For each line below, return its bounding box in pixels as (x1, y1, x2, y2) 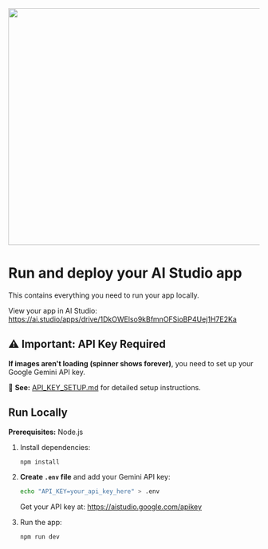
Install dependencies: (19, 442, 91, 452)
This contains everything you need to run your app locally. (8, 290, 199, 300)
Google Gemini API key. (8, 367, 86, 377)
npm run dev (19, 533, 60, 541)
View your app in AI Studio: (8, 306, 97, 315)
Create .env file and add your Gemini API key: (19, 472, 171, 482)
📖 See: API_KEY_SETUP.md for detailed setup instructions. (8, 382, 201, 392)
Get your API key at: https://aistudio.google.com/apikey (19, 502, 202, 511)
